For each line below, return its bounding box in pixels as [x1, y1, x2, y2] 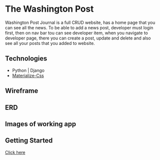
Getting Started [5, 137, 53, 145]
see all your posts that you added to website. [5, 40, 95, 46]
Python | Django [12, 67, 45, 73]
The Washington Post [5, 3, 94, 15]
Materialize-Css [12, 72, 44, 79]
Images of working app [5, 120, 76, 128]
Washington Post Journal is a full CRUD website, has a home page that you [5, 20, 156, 25]
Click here [5, 149, 26, 155]
